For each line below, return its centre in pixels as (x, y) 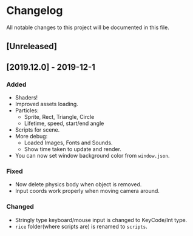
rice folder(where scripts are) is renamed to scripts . (81, 226)
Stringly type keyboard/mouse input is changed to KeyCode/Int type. (101, 220)
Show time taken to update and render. (73, 149)
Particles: (27, 110)
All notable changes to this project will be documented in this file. (88, 27)
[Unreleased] (32, 46)
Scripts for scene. (37, 130)
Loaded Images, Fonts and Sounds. (68, 143)
